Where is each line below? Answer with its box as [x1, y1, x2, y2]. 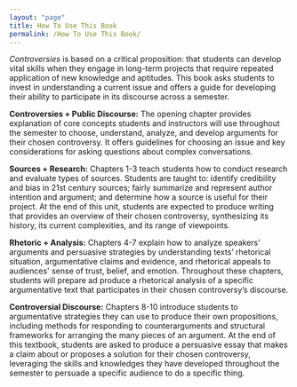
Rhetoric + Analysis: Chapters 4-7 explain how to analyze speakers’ [9, 237, 261, 249]
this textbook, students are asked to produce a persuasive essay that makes [9, 339, 288, 351]
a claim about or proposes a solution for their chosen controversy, [9, 349, 252, 359]
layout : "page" [9, 12, 66, 22]
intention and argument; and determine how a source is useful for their [9, 192, 269, 202]
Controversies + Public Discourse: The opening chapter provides [9, 108, 252, 120]
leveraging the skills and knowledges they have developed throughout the [9, 359, 280, 369]
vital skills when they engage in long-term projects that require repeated [9, 63, 274, 74]
